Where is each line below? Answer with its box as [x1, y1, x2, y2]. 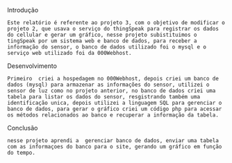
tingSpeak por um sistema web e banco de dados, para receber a [7, 37, 197, 44]
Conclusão [7, 124, 38, 132]
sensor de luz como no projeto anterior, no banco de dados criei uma [7, 87, 216, 94]
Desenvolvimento [7, 62, 58, 70]
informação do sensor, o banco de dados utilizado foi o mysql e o [7, 44, 207, 51]
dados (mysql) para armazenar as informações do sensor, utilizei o [7, 81, 210, 88]
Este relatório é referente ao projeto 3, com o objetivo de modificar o [7, 19, 226, 26]
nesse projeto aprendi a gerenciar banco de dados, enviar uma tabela [7, 137, 219, 144]
